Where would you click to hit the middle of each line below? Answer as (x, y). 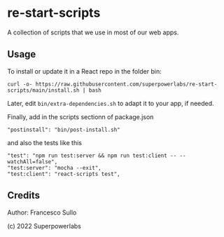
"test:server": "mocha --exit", (54, 168)
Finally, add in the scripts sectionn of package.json (80, 116)
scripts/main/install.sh (43, 90)
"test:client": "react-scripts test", (64, 174)
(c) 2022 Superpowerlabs (44, 226)
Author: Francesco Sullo (42, 212)
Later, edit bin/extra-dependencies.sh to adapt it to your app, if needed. (111, 103)
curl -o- (20, 84)
